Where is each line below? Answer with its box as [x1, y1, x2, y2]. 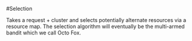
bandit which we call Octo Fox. [6, 29, 81, 36]
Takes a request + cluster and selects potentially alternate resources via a [6, 17, 187, 23]
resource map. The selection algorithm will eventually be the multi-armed [6, 23, 185, 30]
